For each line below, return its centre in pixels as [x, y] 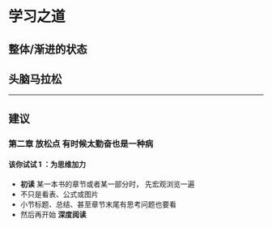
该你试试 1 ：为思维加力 [47, 165]
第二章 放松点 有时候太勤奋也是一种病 [81, 143]
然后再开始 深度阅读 [53, 214]
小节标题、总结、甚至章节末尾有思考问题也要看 [98, 204]
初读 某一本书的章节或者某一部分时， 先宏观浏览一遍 [107, 184]
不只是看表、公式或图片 [59, 194]
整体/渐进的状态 [48, 49]
